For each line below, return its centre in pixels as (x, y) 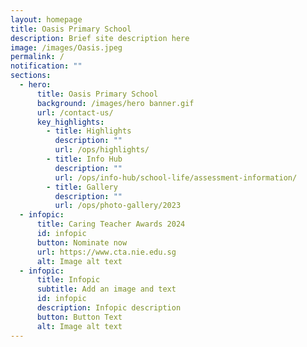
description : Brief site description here (100, 38)
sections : (31, 76)
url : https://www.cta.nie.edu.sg (106, 252)
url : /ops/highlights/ (102, 150)
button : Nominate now (82, 242)
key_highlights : (70, 122)
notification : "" (46, 66)
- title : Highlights (89, 131)
